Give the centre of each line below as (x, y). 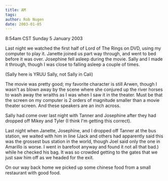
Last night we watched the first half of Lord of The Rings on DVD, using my (83, 48)
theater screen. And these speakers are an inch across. (63, 106)
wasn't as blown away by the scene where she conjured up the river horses (84, 90)
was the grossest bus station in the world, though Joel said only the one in (83, 141)
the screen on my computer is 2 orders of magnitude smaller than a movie (82, 100)
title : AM (16, 10)
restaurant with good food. (33, 173)
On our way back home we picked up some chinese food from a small (78, 167)
